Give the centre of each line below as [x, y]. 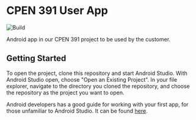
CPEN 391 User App [57, 11]
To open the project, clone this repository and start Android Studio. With [97, 73]
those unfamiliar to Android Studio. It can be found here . [77, 111]
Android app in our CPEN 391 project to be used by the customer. [89, 39]
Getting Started [36, 58]
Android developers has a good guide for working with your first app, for [97, 104]
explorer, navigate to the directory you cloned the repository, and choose [98, 86]
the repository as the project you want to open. [65, 93]
